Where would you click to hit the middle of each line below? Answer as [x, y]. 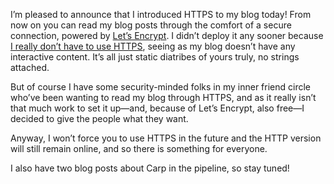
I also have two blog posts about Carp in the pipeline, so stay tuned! [150, 168]
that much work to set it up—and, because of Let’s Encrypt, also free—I [157, 108]
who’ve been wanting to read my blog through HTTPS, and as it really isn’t [163, 97]
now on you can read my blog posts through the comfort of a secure [151, 25]
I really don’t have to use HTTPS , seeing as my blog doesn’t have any [153, 46]
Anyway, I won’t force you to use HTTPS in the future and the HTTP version [166, 138]
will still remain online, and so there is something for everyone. [139, 148]
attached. [30, 67]
